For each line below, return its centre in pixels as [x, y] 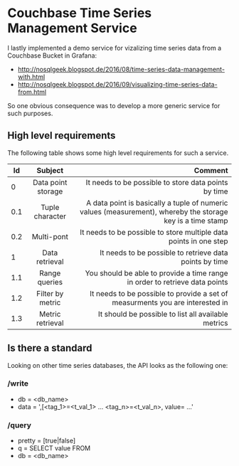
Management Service [72, 28]
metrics [215, 323]
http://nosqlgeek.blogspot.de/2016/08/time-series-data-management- [121, 69]
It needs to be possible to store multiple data [154, 232]
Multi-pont [50, 236]
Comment [211, 170]
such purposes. [30, 113]
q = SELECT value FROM [54, 448]
